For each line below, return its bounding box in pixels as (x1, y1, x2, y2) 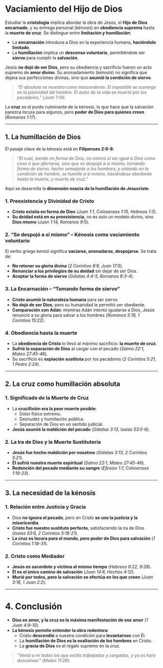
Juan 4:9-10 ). (12, 622, 40, 628)
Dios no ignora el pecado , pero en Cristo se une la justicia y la (12, 515, 138, 520)
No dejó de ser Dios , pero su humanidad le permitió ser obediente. (12, 302, 146, 307)
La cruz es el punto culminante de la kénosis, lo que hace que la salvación (5, 104, 154, 110)
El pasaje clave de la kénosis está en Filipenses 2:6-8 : (5, 146, 114, 152)
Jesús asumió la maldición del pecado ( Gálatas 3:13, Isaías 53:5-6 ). (12, 426, 150, 432)
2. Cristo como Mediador (5, 553, 65, 559)
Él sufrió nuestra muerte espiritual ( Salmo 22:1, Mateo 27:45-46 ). (12, 459, 146, 466)
